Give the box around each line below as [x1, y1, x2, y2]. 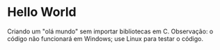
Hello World [7, 4, 77, 20]
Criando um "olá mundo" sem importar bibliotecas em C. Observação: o [7, 27, 214, 35]
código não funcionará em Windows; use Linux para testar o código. [7, 34, 204, 42]
